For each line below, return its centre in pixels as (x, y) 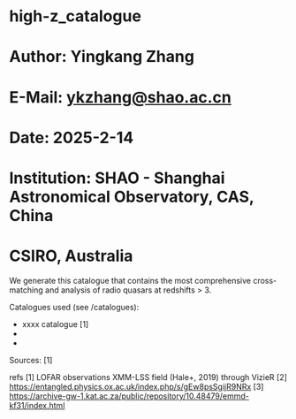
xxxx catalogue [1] (55, 324)
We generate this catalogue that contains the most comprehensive (130, 280)
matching (27, 290)
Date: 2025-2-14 (72, 137)
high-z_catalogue (75, 16)
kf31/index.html (37, 405)
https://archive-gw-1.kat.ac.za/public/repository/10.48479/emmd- (129, 396)
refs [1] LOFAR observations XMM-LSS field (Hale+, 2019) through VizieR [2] (148, 377)
